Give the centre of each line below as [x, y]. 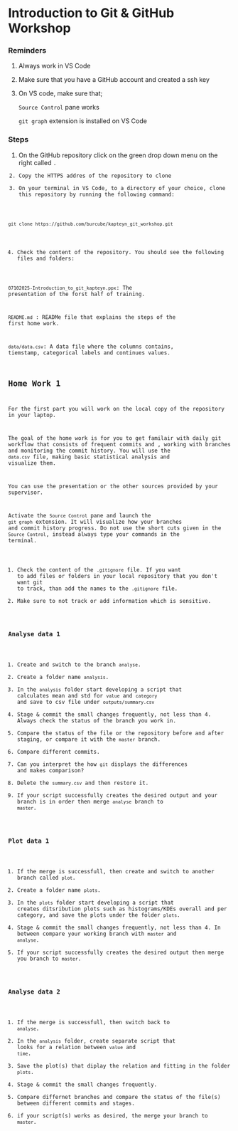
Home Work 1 [34, 383]
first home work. [34, 324]
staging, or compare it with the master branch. [89, 739]
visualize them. [32, 463]
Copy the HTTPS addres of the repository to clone [95, 176]
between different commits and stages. [76, 1104]
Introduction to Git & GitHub [91, 13]
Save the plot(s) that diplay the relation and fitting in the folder [124, 1066]
